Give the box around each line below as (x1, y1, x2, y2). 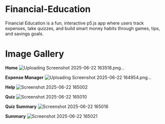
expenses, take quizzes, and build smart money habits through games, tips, (5, 25, 161, 31)
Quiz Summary (5, 103, 37, 109)
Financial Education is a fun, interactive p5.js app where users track (5, 20, 144, 26)
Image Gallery (5, 48, 64, 59)
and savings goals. (5, 30, 44, 36)
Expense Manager (5, 74, 44, 80)
